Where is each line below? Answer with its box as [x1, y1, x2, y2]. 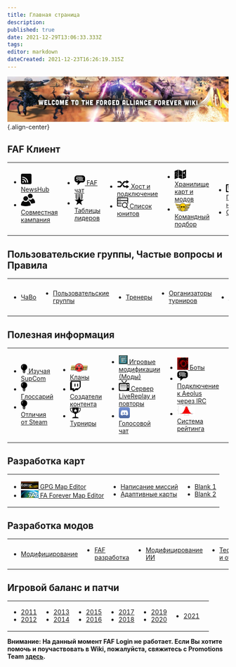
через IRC [176, 396, 207, 405]
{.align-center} [7, 123, 51, 132]
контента [70, 400, 97, 408]
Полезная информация [7, 329, 114, 341]
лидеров [74, 214, 100, 222]
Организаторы [168, 289, 212, 298]
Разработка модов [7, 519, 94, 531]
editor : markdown [7, 49, 58, 56]
